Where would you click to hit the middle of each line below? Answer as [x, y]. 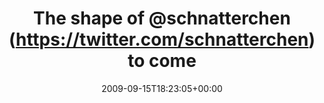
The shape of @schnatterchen [162, 18]
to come [162, 61]
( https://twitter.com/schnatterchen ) [162, 39]
